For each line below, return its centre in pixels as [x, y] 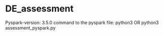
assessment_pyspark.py [31, 27]
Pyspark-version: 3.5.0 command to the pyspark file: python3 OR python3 [82, 22]
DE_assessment [40, 9]
